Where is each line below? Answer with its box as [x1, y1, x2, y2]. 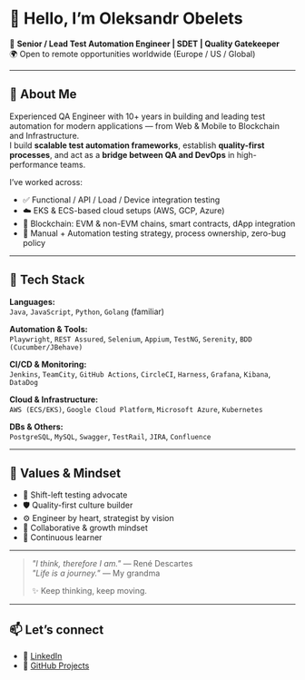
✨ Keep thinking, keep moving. [31, 586, 148, 596]
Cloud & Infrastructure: [9, 394, 99, 405]
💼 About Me [9, 86, 77, 103]
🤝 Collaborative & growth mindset [22, 522, 148, 534]
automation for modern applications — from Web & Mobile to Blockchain [9, 120, 280, 131]
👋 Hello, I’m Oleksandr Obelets [9, 8, 243, 29]
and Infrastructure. [9, 130, 80, 141]
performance [9, 159, 59, 170]
